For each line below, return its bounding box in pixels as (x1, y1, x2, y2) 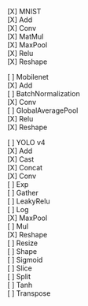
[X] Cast (7, 155, 35, 164)
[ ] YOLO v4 (7, 138, 46, 147)
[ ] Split (7, 272, 31, 281)
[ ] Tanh (7, 280, 33, 289)
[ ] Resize (7, 238, 38, 248)
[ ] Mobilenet (7, 73, 49, 81)
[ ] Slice (7, 263, 33, 273)
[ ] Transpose (7, 289, 51, 298)
